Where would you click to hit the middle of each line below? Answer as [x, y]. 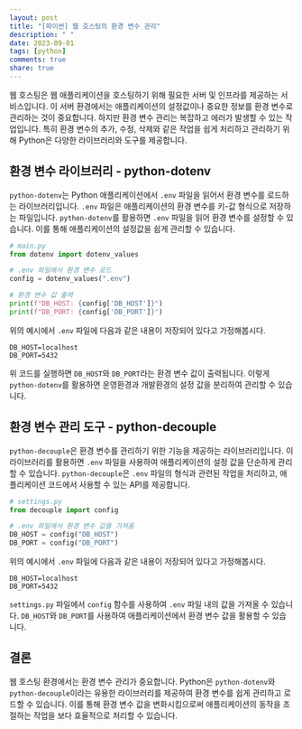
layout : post [34, 18]
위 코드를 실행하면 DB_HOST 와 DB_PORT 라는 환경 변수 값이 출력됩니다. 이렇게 [140, 373]
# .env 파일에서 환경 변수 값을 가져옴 [72, 526]
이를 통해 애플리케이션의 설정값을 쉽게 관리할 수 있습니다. [136, 229]
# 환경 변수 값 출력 [41, 295]
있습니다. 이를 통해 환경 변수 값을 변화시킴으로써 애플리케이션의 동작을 [158, 704]
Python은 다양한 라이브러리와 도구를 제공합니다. [103, 140]
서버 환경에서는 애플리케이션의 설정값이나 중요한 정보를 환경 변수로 [177, 106]
